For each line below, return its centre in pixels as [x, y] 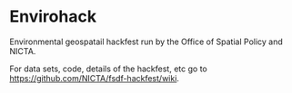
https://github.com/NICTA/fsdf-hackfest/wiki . [95, 78]
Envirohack [53, 17]
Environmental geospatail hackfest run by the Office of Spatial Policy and [146, 42]
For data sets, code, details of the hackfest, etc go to [108, 69]
